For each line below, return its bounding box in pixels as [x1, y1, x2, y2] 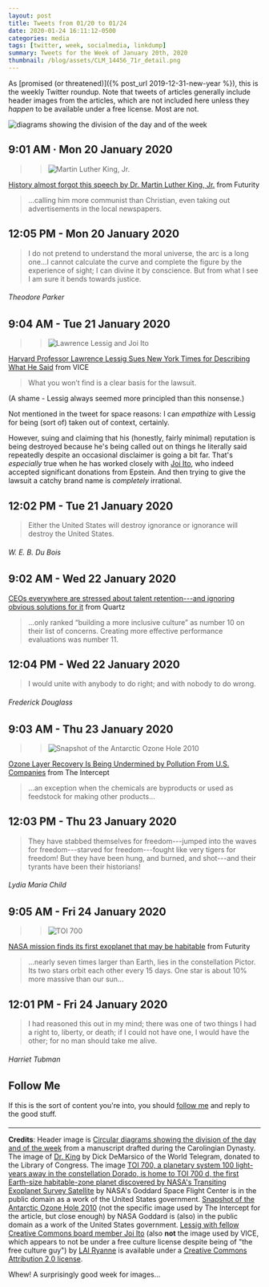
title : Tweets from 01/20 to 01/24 [8, 19, 127, 27]
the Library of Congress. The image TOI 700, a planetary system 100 [8, 1160, 235, 1170]
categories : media [8, 34, 70, 43]
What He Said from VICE [8, 363, 90, 372]
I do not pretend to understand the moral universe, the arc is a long [27, 248, 250, 258]
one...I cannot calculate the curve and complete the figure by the [27, 257, 243, 266]
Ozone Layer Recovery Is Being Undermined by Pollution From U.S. [8, 759, 230, 769]
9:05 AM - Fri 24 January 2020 [8, 905, 167, 919]
